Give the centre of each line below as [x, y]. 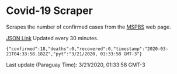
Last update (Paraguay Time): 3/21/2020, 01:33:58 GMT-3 [76, 65]
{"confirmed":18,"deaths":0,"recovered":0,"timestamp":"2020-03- [87, 49]
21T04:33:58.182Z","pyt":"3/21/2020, [52, 54]
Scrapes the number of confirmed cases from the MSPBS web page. [88, 27]
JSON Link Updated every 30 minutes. [52, 38]
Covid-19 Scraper [50, 11]
